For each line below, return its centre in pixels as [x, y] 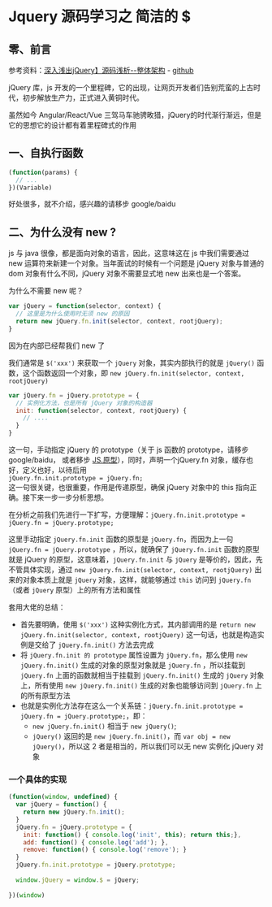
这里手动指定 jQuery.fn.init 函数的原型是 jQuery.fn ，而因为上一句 [121, 539]
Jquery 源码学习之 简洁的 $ [100, 17]
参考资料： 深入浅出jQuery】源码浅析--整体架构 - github [101, 70]
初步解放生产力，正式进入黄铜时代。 [83, 98]
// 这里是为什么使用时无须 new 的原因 [73, 314]
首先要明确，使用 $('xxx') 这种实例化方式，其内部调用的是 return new [138, 624]
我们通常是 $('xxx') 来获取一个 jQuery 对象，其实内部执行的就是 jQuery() [132, 362]
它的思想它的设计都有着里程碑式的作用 [72, 125]
